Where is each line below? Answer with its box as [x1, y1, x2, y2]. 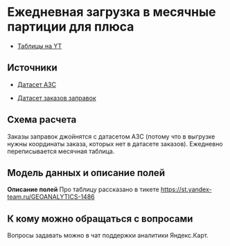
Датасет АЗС [17, 80, 57, 89]
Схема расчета [7, 114, 77, 125]
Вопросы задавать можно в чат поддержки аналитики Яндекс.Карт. [7, 231, 209, 240]
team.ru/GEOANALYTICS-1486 [7, 193, 95, 201]
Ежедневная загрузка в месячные [7, 4, 216, 20]
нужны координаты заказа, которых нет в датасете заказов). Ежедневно [7, 139, 223, 148]
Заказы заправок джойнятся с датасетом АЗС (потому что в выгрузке [7, 132, 215, 141]
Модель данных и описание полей [7, 167, 165, 179]
